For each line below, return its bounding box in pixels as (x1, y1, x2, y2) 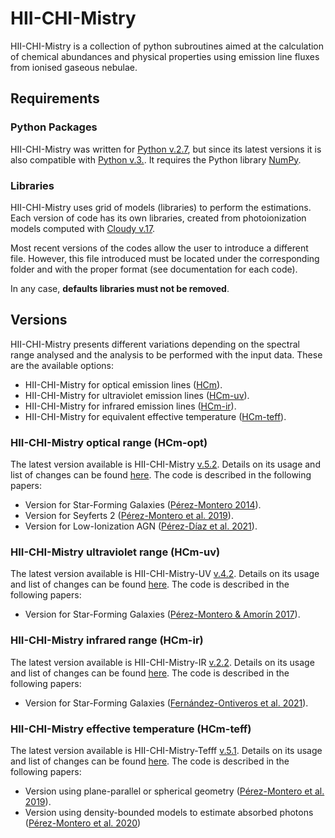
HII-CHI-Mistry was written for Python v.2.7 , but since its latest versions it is (10, 143, 322, 155)
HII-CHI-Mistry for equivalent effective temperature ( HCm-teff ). (24, 410, 287, 422)
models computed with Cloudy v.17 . (10, 222, 156, 234)
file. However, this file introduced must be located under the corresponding (10, 252, 320, 264)
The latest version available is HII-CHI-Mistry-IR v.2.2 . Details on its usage (10, 656, 315, 668)
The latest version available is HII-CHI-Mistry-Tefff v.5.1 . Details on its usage (10, 744, 323, 756)
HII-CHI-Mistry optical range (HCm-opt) (10, 435, 208, 449)
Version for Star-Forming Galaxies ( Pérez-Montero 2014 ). (24, 499, 262, 511)
